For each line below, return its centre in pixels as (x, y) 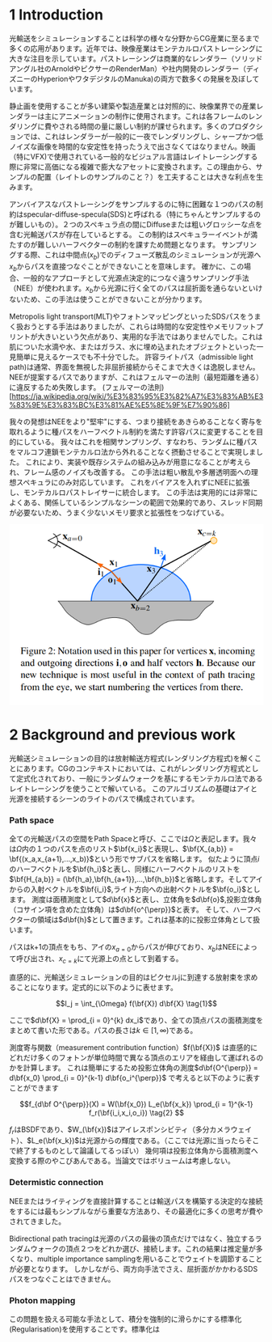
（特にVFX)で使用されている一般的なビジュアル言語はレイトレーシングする (134, 156)
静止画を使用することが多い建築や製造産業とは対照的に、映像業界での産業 (133, 106)
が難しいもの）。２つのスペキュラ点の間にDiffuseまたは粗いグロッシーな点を (136, 224)
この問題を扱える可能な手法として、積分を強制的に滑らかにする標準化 (126, 1319)
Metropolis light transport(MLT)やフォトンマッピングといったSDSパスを (128, 316)
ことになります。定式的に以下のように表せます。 (97, 987)
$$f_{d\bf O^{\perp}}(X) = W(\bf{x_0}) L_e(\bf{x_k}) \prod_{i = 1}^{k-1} (136, 1104)
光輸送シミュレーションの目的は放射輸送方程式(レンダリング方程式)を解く (132, 758)
